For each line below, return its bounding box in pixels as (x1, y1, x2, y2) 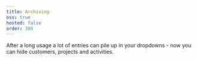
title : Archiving (6, 8, 50, 15)
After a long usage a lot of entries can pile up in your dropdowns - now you (6, 42, 192, 49)
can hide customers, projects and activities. (6, 48, 114, 56)
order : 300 (6, 25, 34, 32)
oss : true (6, 14, 31, 20)
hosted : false (6, 20, 42, 26)
